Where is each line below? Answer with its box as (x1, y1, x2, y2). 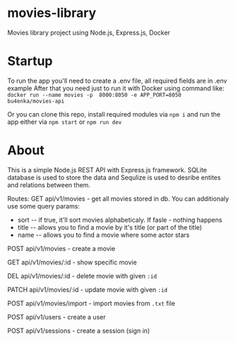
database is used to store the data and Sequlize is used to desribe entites (7, 173, 221, 182)
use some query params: (7, 201, 80, 210)
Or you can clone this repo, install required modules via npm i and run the (7, 110, 221, 118)
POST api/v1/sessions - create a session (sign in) (7, 326, 151, 335)
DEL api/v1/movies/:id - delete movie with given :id (7, 271, 158, 280)
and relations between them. (7, 180, 90, 189)
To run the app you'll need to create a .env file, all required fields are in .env (7, 76, 228, 85)
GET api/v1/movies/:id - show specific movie (7, 258, 137, 266)
